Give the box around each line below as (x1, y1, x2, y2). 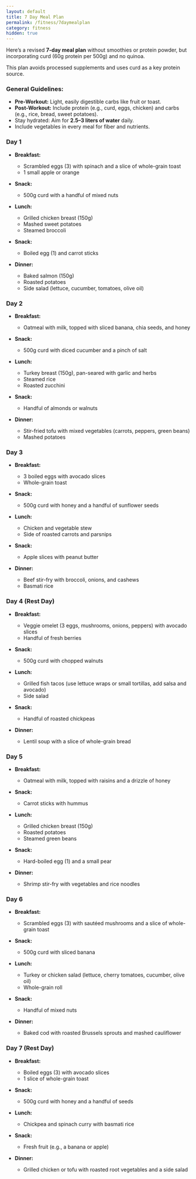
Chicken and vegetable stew (23, 524, 92, 531)
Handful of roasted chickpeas (23, 715, 95, 722)
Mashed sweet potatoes (23, 221, 82, 228)
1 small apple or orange (23, 168, 80, 176)
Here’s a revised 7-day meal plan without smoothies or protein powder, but (6, 46, 187, 53)
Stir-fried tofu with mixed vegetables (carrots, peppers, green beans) (23, 428, 190, 435)
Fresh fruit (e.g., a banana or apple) (23, 1143, 109, 1150)
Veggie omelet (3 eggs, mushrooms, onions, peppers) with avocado (23, 622, 187, 629)
